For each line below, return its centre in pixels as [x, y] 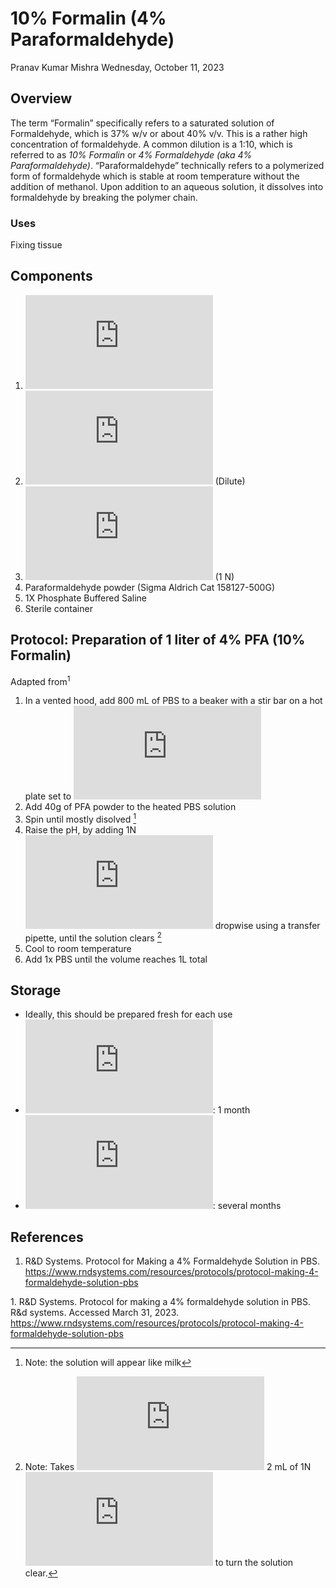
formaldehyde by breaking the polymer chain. [104, 197]
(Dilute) [230, 481]
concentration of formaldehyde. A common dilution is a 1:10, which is [152, 144]
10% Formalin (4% [88, 18]
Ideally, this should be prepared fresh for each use [128, 1014]
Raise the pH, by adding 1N [80, 829]
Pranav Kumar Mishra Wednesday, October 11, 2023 [117, 67]
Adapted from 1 [40, 680]
